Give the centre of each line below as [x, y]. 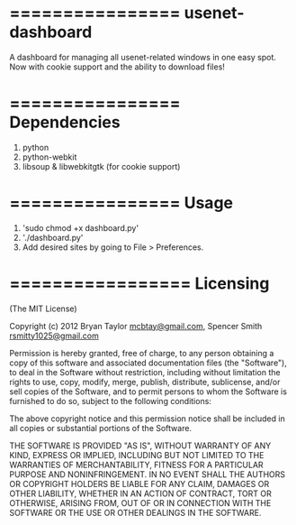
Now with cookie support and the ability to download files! [117, 67]
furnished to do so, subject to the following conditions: [110, 401]
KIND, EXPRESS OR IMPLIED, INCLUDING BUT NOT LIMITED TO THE [137, 455]
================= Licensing [139, 283]
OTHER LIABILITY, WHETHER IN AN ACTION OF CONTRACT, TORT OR [140, 493]
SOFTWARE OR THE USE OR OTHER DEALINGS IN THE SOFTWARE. [135, 512]
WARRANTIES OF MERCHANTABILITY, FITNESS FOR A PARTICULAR [136, 465]
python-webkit [49, 157]
